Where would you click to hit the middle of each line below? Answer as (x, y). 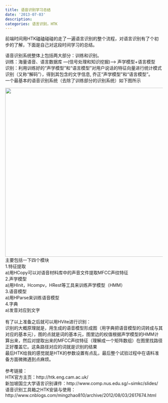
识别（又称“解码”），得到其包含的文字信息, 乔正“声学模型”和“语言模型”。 (79, 74)
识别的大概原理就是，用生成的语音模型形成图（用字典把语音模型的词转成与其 (84, 328)
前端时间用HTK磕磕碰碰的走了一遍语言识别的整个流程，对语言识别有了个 (80, 39)
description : (19, 19)
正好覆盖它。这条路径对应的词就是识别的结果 (51, 347)
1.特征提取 (15, 266)
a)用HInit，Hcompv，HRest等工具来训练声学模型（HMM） (65, 285)
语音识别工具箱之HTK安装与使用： (40, 390)
